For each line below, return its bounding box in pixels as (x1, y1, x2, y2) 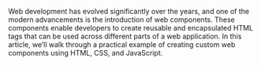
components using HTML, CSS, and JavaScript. (8, 49, 163, 57)
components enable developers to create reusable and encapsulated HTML (8, 23, 254, 32)
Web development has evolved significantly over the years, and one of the (8, 7, 250, 16)
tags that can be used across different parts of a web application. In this (8, 31, 242, 41)
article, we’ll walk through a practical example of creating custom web (8, 40, 236, 49)
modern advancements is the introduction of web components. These (8, 15, 235, 24)
